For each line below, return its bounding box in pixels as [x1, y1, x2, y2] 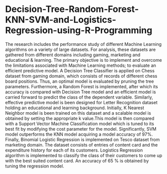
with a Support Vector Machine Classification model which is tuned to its [5, 121, 155, 127]
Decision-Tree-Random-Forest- [5, 3, 139, 15]
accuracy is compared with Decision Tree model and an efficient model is [5, 89, 156, 95]
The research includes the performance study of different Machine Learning [5, 41, 162, 47]
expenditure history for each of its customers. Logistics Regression [5, 147, 143, 153]
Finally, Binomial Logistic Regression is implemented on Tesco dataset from [5, 136, 160, 143]
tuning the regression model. [5, 163, 64, 169]
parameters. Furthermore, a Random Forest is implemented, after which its [5, 83, 158, 89]
